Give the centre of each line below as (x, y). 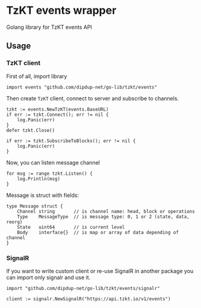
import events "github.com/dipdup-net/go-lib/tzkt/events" (82, 87)
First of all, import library (37, 76)
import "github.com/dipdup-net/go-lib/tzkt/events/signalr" (83, 288)
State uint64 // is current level (71, 227)
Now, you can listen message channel (53, 162)
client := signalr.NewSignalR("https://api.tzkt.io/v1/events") (88, 299)
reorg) (14, 222)
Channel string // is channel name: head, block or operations (106, 211)
